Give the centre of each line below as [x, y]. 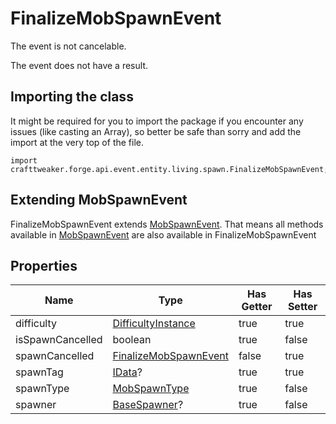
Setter [302, 307]
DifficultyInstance [154, 324]
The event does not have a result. [79, 65]
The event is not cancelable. [68, 46]
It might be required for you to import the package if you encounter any [157, 121]
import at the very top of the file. [77, 142]
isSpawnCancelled [59, 340]
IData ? [127, 372]
